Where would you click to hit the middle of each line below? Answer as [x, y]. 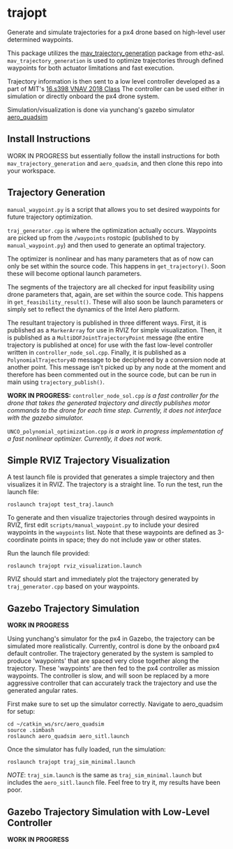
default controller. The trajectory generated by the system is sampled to [111, 654]
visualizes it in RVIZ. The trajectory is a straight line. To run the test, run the [115, 484]
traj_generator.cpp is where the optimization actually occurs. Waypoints [112, 230]
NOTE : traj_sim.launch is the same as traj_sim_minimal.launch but [105, 775]
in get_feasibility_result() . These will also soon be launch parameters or [115, 302]
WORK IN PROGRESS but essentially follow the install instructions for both [113, 155]
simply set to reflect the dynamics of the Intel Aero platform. [93, 309]
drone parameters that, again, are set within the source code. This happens [115, 294]
